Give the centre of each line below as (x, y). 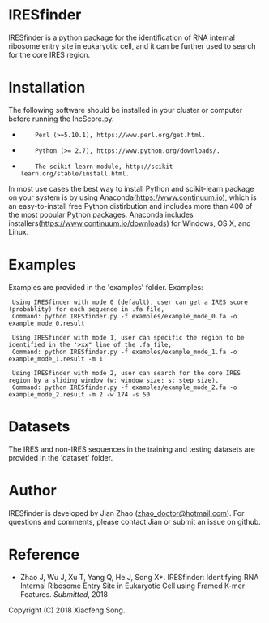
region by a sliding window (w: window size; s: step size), (114, 380)
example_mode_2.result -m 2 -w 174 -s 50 (79, 394)
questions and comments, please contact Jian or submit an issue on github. (134, 521)
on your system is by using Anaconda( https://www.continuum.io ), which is (132, 197)
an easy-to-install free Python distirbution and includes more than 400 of (130, 206)
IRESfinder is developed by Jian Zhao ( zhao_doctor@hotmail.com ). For (126, 513)
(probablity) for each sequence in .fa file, (86, 309)
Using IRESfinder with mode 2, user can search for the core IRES (126, 373)
